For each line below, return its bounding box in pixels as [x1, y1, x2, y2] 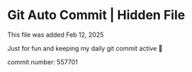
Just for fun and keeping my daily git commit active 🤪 [7, 44, 163, 52]
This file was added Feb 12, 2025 [7, 30, 104, 39]
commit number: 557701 [7, 57, 78, 66]
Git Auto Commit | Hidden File [7, 7, 186, 23]
